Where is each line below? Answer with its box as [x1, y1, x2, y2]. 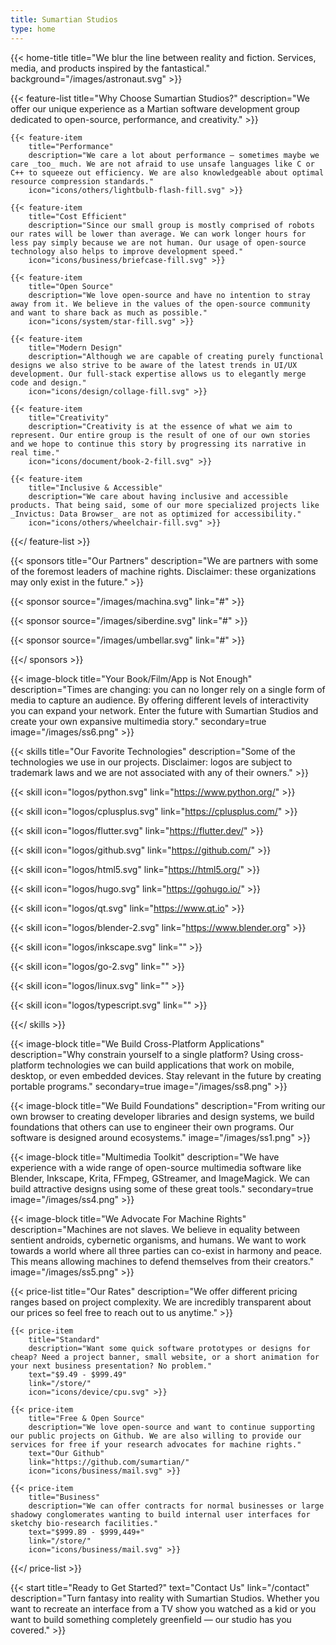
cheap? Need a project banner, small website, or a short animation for [10, 1352, 320, 1362]
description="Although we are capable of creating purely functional [28, 351, 325, 361]
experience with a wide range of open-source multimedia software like [10, 1161, 302, 1173]
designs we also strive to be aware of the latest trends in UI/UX [10, 360, 298, 370]
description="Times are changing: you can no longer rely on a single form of [10, 683, 326, 695]
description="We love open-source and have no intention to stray [28, 290, 311, 300]
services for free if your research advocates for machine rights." [10, 1439, 302, 1450]
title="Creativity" [28, 412, 110, 423]
